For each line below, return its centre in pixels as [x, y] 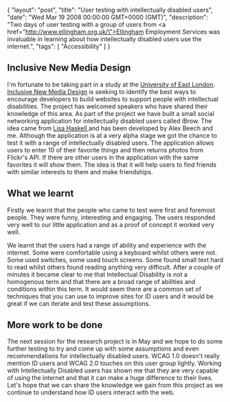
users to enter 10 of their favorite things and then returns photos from [105, 150]
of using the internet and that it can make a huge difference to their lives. [110, 378]
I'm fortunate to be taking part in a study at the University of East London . [111, 84]
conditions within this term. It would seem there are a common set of [104, 289]
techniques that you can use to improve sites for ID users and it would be [111, 296]
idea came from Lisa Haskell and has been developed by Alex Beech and [110, 128]
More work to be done [55, 325]
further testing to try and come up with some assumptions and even [103, 348]
